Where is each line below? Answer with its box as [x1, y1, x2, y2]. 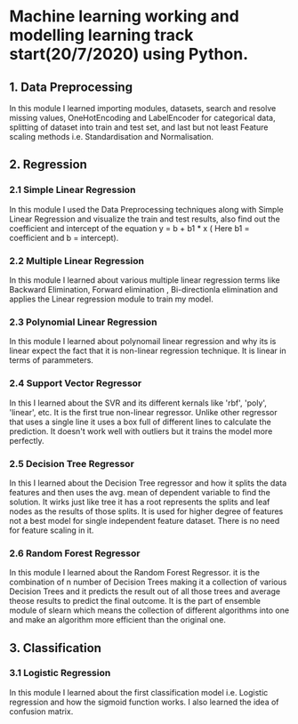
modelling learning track [9, 25, 194, 45]
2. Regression [9, 157, 87, 173]
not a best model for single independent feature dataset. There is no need [9, 515, 280, 526]
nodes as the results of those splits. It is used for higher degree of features [9, 505, 284, 517]
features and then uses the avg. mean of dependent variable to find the [9, 487, 271, 497]
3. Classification [9, 640, 102, 656]
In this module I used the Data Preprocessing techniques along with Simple [9, 204, 284, 214]
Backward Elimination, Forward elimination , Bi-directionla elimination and [9, 284, 278, 294]
